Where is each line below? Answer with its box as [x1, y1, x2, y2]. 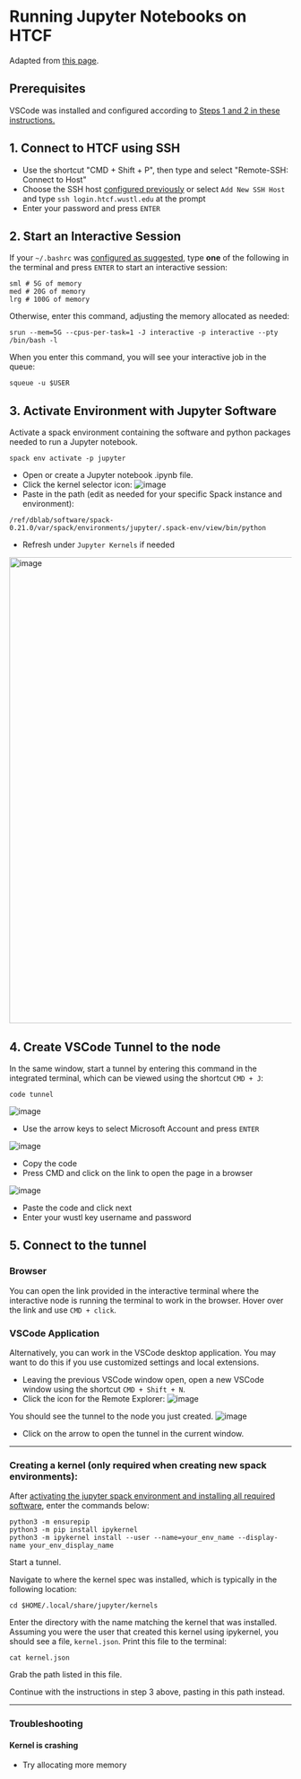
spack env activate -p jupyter [9, 454, 126, 464]
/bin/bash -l [9, 336, 58, 345]
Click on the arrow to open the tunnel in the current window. [21, 1428, 245, 1438]
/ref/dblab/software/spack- [9, 516, 115, 525]
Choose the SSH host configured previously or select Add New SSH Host [21, 183, 286, 194]
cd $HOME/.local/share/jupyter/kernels [9, 1601, 159, 1610]
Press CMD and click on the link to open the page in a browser [21, 1168, 254, 1178]
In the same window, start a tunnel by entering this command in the [9, 1063, 257, 1074]
